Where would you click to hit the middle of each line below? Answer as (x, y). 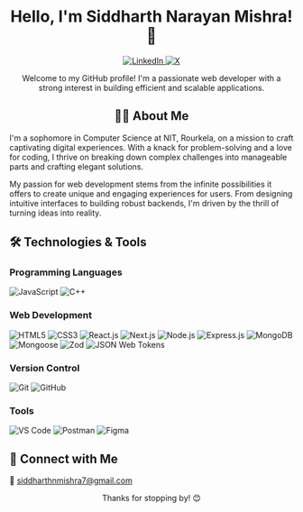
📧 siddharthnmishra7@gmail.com (71, 480)
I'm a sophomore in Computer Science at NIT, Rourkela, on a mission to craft (151, 138)
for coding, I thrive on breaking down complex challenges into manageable (148, 157)
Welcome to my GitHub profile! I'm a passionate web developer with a (151, 78)
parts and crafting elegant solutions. (77, 166)
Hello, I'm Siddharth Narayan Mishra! (151, 17)
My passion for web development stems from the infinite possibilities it (141, 184)
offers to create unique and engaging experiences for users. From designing (151, 193)
